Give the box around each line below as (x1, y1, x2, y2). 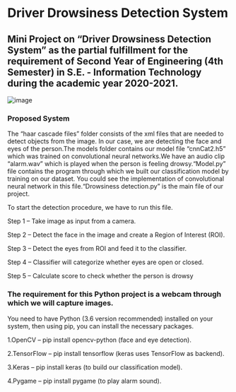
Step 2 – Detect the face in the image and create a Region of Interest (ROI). (7, 231, 225, 239)
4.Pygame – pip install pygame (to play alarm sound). (7, 376, 162, 385)
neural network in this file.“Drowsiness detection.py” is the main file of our (7, 182, 224, 191)
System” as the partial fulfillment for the (7, 44, 189, 56)
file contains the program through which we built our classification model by (7, 167, 229, 176)
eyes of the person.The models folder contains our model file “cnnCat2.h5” (7, 145, 226, 153)
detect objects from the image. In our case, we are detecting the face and (7, 137, 222, 145)
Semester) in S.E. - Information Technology (7, 66, 202, 78)
